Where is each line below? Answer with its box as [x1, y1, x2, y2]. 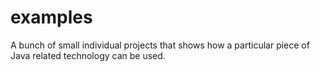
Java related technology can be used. [10, 49, 166, 61]
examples [10, 6, 93, 29]
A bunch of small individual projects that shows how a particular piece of [10, 39, 310, 51]
